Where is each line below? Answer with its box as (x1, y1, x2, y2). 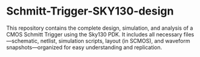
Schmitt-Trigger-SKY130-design (6, 4, 174, 18)
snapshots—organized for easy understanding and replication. (6, 44, 162, 51)
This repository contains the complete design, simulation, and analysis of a (6, 24, 193, 32)
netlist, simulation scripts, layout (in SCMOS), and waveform (40, 37, 190, 44)
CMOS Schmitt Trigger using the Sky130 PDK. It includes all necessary (6, 30, 183, 38)
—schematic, (6, 37, 39, 44)
